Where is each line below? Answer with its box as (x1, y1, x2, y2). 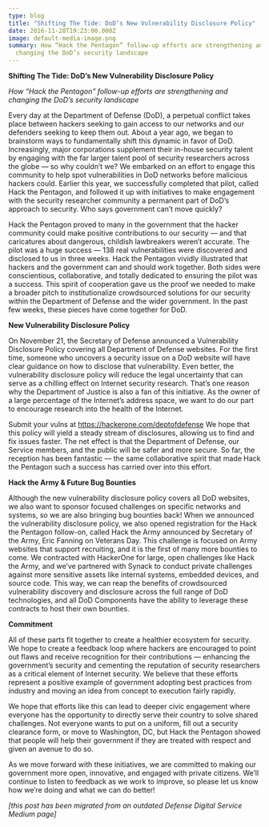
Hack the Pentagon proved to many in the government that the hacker (8, 220, 239, 229)
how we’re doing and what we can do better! (8, 785, 155, 794)
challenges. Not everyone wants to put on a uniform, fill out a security (8, 719, 239, 728)
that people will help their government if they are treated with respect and (8, 736, 251, 745)
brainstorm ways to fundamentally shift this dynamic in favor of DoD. (8, 136, 235, 145)
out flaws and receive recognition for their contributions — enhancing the (8, 652, 251, 661)
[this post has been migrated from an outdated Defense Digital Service (8, 801, 243, 810)
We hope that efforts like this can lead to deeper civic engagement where (8, 702, 251, 711)
